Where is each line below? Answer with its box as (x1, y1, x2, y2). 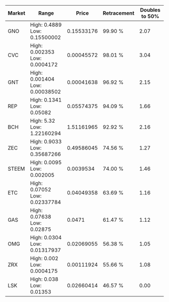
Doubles (140, 7, 161, 13)
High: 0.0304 (30, 234, 62, 241)
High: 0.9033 (30, 138, 62, 145)
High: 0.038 (30, 276, 59, 282)
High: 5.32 (30, 117, 55, 124)
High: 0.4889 (30, 21, 62, 28)
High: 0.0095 (30, 159, 62, 166)
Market (8, 10, 26, 17)
